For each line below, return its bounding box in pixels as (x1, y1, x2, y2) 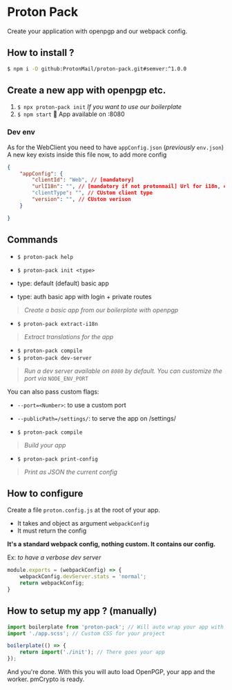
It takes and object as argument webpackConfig (17, 519, 150, 528)
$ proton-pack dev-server (17, 354, 92, 361)
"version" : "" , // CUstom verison (32, 196, 131, 203)
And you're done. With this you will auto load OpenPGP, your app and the (7, 668, 215, 676)
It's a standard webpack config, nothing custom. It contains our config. (7, 540, 216, 548)
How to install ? (7, 47, 75, 59)
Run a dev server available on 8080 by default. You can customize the (23, 367, 223, 375)
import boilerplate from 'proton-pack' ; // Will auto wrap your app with (7, 623, 224, 631)
